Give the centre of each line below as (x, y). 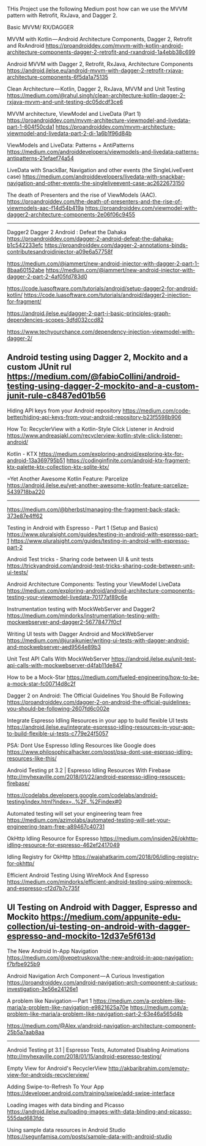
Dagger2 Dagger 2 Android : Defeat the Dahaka (67, 232)
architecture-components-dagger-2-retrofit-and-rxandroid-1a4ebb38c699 (101, 52)
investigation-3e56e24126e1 (42, 989)
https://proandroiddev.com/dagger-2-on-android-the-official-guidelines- (99, 702)
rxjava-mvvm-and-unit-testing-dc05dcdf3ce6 (65, 102)
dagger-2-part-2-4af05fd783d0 (47, 276)
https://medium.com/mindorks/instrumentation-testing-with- (83, 615)
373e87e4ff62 (25, 516)
